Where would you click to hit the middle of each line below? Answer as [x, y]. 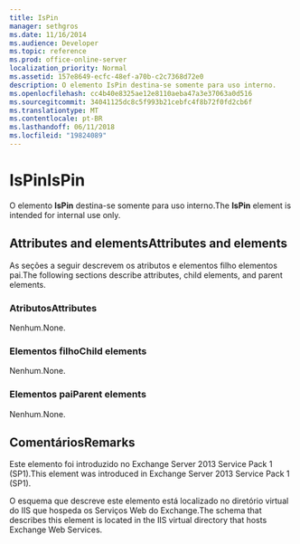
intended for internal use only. [65, 215]
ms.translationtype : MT [54, 110]
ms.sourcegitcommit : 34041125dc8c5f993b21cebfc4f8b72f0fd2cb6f [131, 102]
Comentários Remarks [72, 442]
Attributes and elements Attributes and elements [148, 244]
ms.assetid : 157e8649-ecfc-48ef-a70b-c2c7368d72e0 [107, 77]
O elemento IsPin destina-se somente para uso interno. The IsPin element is [150, 205]
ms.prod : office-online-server [68, 60]
